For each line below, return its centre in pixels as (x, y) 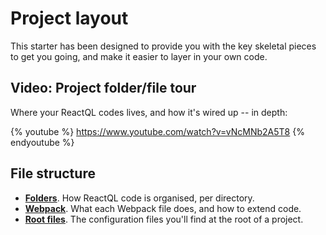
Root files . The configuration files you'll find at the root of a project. (164, 219)
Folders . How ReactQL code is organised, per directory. (139, 198)
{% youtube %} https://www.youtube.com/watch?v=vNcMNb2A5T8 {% (157, 131)
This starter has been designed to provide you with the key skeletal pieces (163, 46)
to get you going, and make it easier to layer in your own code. (139, 56)
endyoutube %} (42, 142)
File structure (53, 173)
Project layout (69, 18)
